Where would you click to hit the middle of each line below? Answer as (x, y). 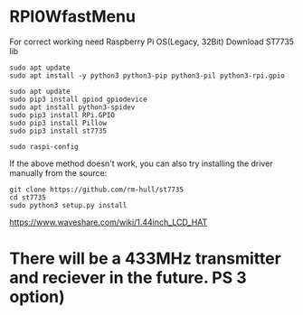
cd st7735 (28, 197)
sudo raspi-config (44, 146)
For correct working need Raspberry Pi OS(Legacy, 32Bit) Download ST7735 (152, 42)
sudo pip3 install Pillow (58, 123)
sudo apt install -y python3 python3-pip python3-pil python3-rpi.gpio (147, 75)
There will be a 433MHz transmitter (146, 259)
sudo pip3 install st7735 (58, 131)
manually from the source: (58, 172)
